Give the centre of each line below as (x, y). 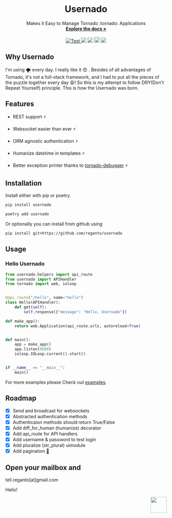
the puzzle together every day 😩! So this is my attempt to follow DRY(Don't (85, 82)
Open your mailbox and (43, 468)
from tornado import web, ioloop (41, 284)
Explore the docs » (86, 29)
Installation (24, 183)
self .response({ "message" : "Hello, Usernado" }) (75, 312)
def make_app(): (23, 321)
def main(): (18, 340)
